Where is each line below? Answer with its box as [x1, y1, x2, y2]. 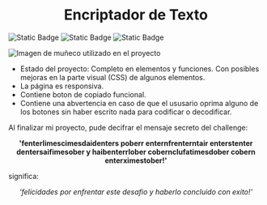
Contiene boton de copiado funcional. [19, 89, 147, 99]
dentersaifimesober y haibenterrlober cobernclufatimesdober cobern [15, 147, 256, 156]
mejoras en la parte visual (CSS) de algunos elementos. [19, 72, 206, 82]
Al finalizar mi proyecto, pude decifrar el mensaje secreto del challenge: [8, 122, 248, 132]
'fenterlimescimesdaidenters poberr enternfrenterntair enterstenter [19, 138, 253, 147]
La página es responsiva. [19, 81, 104, 91]
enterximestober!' [104, 156, 167, 165]
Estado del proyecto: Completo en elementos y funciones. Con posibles [19, 63, 260, 74]
